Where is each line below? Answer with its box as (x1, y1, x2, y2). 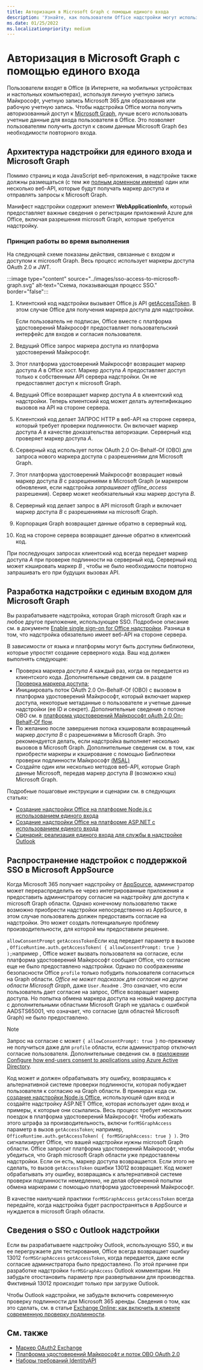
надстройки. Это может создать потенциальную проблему (7, 919, 159, 926)
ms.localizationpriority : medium (7, 25, 91, 32)
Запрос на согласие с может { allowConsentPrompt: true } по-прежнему (7, 1037, 195, 1044)
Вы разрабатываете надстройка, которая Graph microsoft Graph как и (7, 612, 186, 619)
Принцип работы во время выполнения (7, 237, 130, 245)
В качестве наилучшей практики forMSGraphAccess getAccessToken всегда (7, 1195, 194, 1202)
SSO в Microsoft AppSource (7, 865, 114, 875)
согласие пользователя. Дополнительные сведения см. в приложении (7, 1049, 189, 1057)
